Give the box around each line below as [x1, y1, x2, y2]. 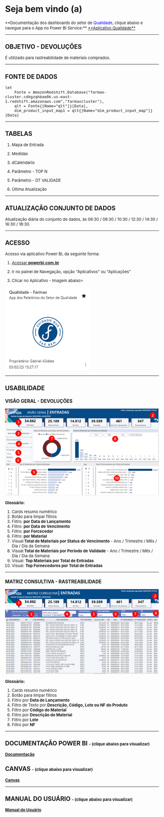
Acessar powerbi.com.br [12, 260, 60, 266]
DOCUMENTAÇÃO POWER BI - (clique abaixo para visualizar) [5, 739, 150, 747]
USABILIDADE [5, 384, 45, 392]
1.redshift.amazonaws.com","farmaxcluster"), [5, 99, 104, 104]
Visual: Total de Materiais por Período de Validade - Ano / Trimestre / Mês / [12, 548, 153, 554]
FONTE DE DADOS [5, 73, 58, 80]
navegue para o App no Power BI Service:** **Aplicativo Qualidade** [5, 25, 136, 30]
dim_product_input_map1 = [14, 108, 70, 113]
